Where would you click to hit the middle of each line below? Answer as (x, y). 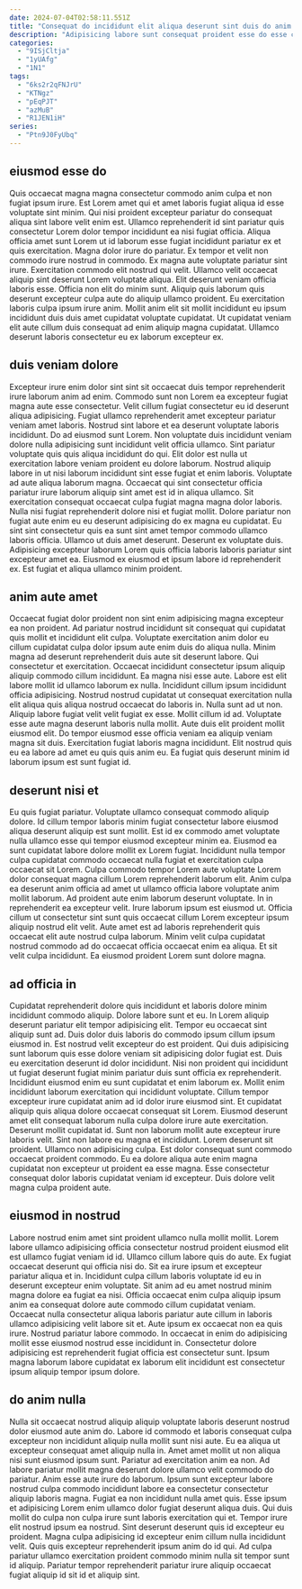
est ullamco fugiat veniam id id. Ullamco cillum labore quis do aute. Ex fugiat (151, 1257)
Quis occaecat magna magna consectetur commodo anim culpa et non (141, 193)
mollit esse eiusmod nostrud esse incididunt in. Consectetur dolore (133, 1342)
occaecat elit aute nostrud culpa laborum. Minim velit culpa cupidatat (137, 937)
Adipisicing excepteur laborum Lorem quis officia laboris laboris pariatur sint (151, 549)
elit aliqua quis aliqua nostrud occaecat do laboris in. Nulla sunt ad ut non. (146, 704)
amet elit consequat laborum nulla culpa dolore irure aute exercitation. (139, 1120)
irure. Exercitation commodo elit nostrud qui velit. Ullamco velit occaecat (144, 269)
